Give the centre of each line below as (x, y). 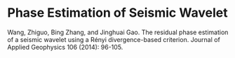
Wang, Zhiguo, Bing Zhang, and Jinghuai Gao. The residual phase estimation (118, 32)
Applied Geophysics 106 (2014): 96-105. (65, 47)
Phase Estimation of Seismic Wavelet (117, 13)
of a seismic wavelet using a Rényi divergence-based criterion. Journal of (114, 39)
